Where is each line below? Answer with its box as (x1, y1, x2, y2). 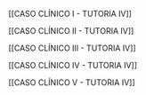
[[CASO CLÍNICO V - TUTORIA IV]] (8, 77, 135, 88)
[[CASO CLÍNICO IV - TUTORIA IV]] (8, 60, 138, 70)
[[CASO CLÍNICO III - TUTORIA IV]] (8, 43, 136, 53)
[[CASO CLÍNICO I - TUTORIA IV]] (8, 9, 133, 19)
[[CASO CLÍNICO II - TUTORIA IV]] (8, 26, 134, 36)
